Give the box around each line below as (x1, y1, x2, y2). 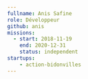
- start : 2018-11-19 (13, 36, 72, 43)
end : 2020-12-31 (19, 42, 67, 49)
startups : (7, 55, 36, 62)
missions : (7, 29, 36, 36)
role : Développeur (7, 16, 60, 23)
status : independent (19, 49, 78, 56)
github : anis (7, 23, 45, 30)
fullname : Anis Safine (7, 10, 72, 17)
